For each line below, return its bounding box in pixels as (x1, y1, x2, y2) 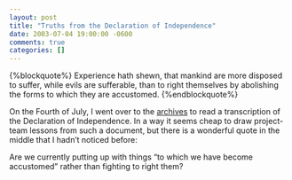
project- (254, 116, 284, 127)
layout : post (9, 12, 58, 22)
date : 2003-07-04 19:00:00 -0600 (9, 29, 133, 38)
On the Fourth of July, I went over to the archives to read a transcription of (9, 106, 281, 117)
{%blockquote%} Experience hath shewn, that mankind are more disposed (9, 70, 283, 81)
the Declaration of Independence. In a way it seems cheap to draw (9, 116, 253, 127)
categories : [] (9, 46, 66, 55)
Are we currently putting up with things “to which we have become (9, 152, 254, 162)
